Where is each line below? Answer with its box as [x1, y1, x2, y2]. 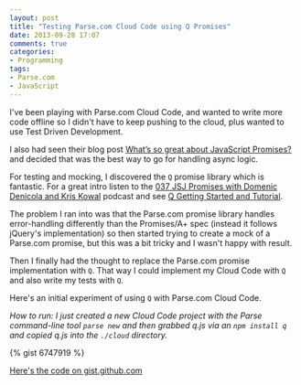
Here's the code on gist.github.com [9, 365, 144, 376]
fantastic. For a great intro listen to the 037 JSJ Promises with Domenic [9, 180, 278, 192]
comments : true [9, 38, 68, 48]
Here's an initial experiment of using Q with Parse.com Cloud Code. [9, 292, 263, 303]
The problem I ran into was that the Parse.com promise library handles [9, 208, 275, 219]
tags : [9, 65, 30, 74]
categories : [9, 48, 55, 57]
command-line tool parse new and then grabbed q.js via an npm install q [9, 319, 287, 330]
